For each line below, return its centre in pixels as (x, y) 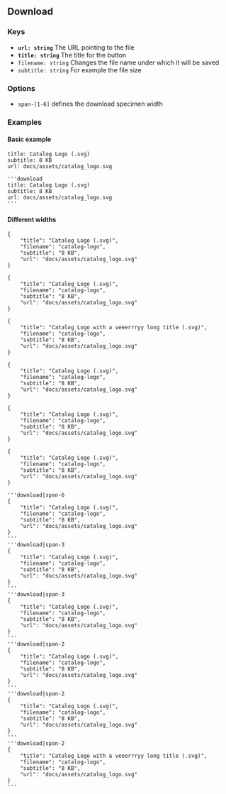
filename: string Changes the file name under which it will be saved (118, 62)
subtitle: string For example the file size (79, 70)
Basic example (29, 139)
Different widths (32, 219)
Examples (25, 122)
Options (21, 88)
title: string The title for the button (72, 55)
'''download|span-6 (36, 495)
